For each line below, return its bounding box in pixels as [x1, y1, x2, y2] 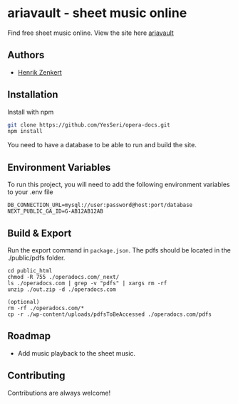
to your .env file [7, 188, 53, 196]
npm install [7, 128, 43, 135]
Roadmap [7, 330, 51, 342]
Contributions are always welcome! [7, 388, 111, 397]
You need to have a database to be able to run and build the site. [7, 141, 197, 149]
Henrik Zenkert [17, 68, 62, 76]
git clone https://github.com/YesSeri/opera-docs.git [7, 121, 171, 129]
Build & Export [7, 227, 72, 239]
